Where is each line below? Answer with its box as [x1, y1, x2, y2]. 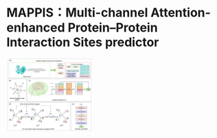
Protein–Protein [67, 20, 159, 36]
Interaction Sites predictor [6, 34, 159, 50]
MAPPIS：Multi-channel [6, 5, 148, 21]
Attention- [150, 5, 211, 21]
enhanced [6, 20, 66, 36]
